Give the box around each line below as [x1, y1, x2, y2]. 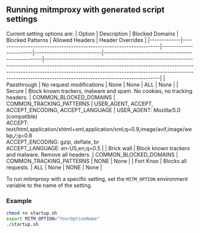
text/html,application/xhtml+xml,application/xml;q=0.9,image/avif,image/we [6, 125, 192, 132]
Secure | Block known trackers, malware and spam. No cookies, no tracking [6, 87, 193, 95]
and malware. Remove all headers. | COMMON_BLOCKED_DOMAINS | [6, 151, 178, 158]
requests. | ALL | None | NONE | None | [6, 164, 103, 171]
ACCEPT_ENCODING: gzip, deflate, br [6, 138, 100, 146]
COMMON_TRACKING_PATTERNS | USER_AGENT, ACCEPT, [6, 100, 153, 107]
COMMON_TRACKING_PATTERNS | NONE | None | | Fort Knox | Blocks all [6, 157, 187, 164]
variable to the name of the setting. [6, 181, 93, 189]
